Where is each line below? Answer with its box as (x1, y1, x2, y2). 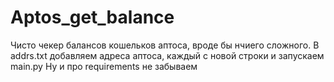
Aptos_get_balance (10, 6, 175, 29)
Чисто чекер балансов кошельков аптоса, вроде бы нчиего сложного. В (10, 39, 320, 51)
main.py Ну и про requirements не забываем (10, 60, 198, 72)
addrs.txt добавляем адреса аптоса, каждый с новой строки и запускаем (10, 49, 325, 61)
